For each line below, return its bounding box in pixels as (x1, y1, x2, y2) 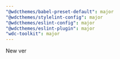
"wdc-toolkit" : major (5, 31, 60, 37)
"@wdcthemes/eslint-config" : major (5, 20, 95, 26)
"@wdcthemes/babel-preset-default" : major (5, 8, 114, 15)
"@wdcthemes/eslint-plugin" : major (5, 25, 95, 32)
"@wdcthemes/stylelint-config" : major (5, 14, 103, 20)
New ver (5, 47, 27, 54)
